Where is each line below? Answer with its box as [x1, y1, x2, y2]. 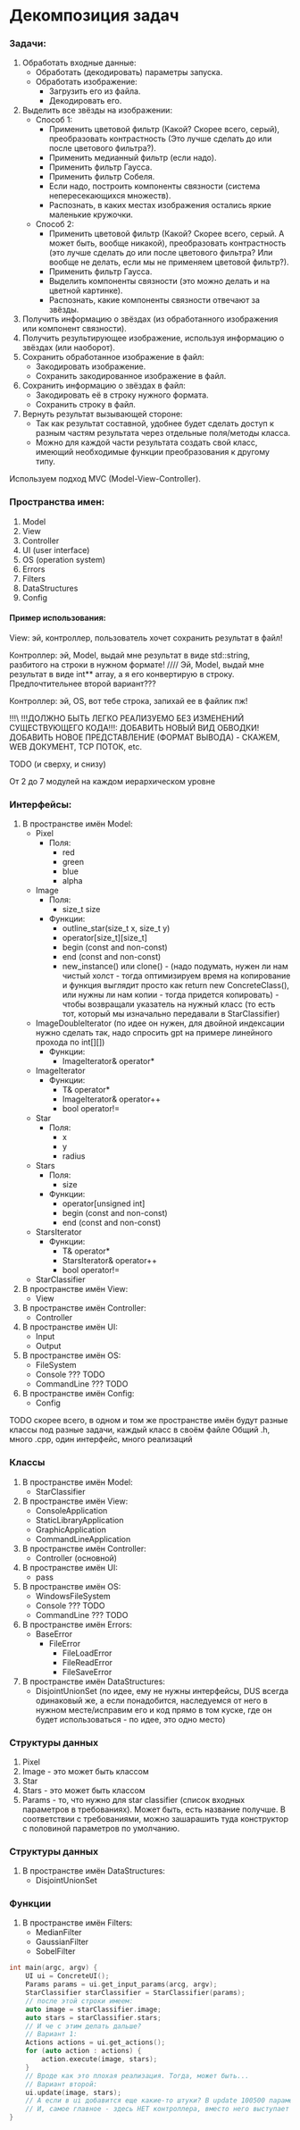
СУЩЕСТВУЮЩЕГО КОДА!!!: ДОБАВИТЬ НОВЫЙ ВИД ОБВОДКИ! [9, 722, 260, 733]
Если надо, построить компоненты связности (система [48, 180, 261, 192]
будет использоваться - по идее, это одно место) [35, 1714, 226, 1724]
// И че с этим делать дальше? [25, 2021, 142, 2031]
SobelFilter [35, 1946, 76, 1957]
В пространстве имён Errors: [21, 1619, 132, 1630]
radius [62, 1151, 86, 1161]
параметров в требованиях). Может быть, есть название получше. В [21, 1804, 286, 1815]
